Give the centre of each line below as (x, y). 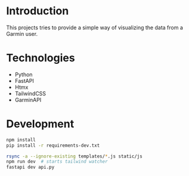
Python (24, 74)
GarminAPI (28, 100)
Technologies (41, 58)
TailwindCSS (30, 93)
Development (40, 124)
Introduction (38, 11)
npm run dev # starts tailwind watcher (57, 162)
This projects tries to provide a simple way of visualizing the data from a (95, 27)
